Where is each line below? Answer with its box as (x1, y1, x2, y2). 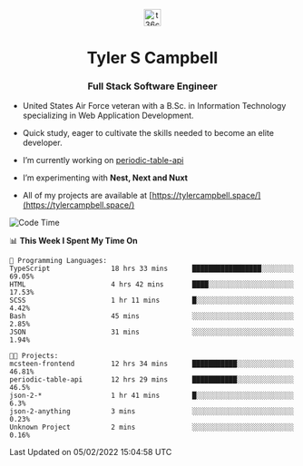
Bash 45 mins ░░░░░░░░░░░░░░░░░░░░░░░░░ (9, 312, 295, 321)
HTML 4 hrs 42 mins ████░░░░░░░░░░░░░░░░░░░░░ (9, 280, 295, 289)
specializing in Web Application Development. (22, 110, 194, 121)
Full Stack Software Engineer (87, 80, 218, 92)
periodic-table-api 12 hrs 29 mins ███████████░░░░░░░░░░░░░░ (9, 375, 295, 384)
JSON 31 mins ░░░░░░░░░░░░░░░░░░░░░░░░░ (9, 327, 295, 337)
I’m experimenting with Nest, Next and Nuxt (22, 172, 189, 183)
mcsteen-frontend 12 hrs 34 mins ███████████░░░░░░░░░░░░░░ (9, 359, 295, 369)
